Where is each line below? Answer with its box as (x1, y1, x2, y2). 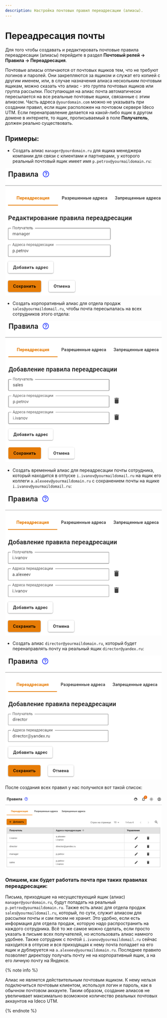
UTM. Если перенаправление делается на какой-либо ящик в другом (5, 109, 153, 115)
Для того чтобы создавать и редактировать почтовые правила (5, 46, 139, 52)
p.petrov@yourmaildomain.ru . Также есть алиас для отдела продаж (5, 905, 146, 911)
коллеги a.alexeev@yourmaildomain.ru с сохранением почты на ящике (12, 478, 160, 484)
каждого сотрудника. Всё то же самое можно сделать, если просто (5, 926, 150, 932)
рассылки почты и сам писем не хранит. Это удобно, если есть (5, 915, 141, 921)
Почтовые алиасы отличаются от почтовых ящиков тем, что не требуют (5, 67, 159, 73)
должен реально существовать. (5, 120, 74, 126)
